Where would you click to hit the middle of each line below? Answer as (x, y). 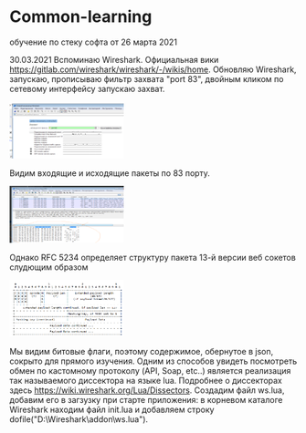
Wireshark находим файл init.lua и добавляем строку (112, 409)
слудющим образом (49, 267)
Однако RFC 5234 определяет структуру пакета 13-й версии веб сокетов (153, 257)
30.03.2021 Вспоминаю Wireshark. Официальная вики (114, 59)
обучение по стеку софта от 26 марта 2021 (94, 42)
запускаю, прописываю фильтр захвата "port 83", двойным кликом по (147, 78)
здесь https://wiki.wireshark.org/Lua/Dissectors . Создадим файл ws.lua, (147, 390)
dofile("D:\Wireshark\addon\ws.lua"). (79, 419)
